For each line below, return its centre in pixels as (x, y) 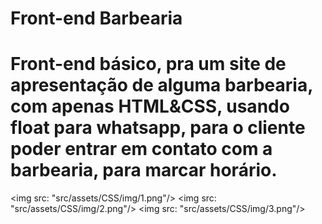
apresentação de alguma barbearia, (161, 85)
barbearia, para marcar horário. (144, 170)
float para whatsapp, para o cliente (158, 128)
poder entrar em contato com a (141, 149)
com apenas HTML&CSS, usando (150, 106)
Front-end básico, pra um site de (148, 64)
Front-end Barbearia (96, 18)
